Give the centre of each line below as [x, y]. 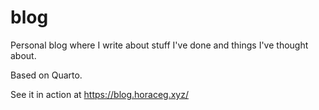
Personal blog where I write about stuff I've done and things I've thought [159, 45]
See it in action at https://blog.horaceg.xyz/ [99, 94]
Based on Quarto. [46, 75]
